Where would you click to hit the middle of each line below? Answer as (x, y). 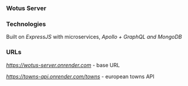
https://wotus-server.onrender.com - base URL (63, 65)
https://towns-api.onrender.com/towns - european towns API (80, 76)
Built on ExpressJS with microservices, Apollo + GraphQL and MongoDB (94, 37)
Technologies (26, 24)
